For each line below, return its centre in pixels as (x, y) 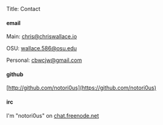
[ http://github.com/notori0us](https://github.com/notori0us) (81, 88)
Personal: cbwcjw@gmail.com (44, 60)
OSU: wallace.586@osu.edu (42, 48)
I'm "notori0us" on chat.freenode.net (53, 115)
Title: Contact (24, 9)
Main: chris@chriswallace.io (42, 37)
